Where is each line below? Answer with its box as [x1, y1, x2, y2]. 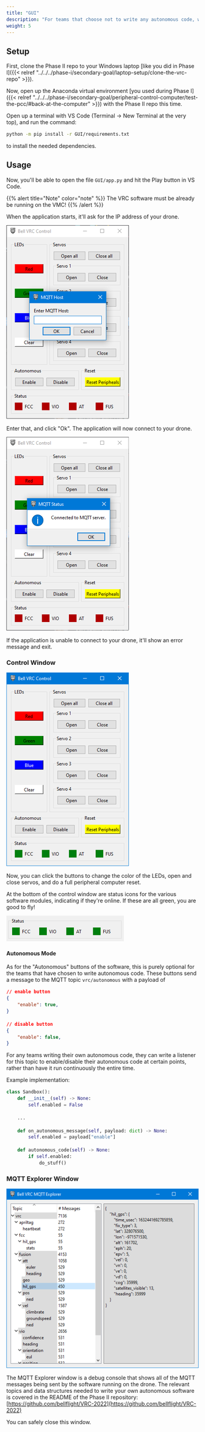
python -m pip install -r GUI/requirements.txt [6, 132, 130, 138]
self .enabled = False [28, 1102, 84, 1108]
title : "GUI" [6, 10, 40, 16]
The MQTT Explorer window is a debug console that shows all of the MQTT [6, 1374, 195, 1381]
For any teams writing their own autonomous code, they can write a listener [6, 1052, 196, 1059]
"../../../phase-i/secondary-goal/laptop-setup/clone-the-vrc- [36, 69, 187, 76]
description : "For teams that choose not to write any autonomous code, [6, 16, 195, 23]
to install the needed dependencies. [6, 143, 96, 150]
